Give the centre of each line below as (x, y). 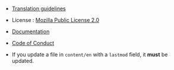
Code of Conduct (33, 43)
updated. (23, 61)
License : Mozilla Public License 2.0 (56, 20)
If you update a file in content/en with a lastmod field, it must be (90, 55)
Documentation (31, 31)
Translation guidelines (39, 9)
